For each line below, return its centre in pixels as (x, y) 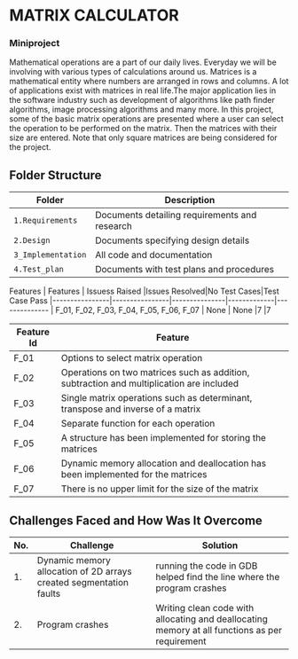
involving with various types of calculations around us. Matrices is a (133, 72)
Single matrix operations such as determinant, (157, 398)
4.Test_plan (39, 270)
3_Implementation (50, 255)
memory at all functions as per (218, 631)
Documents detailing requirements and (176, 216)
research (114, 226)
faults (49, 593)
